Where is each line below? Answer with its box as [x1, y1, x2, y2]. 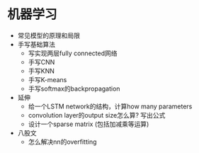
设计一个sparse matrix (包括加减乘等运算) [28, 120, 149, 128]
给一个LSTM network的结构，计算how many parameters [28, 102, 193, 110]
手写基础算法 [17, 40, 55, 48]
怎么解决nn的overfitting [28, 137, 97, 146]
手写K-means [28, 75, 67, 84]
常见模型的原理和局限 [17, 31, 80, 40]
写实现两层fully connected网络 [28, 49, 118, 57]
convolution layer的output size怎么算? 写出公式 [28, 110, 166, 119]
